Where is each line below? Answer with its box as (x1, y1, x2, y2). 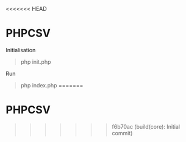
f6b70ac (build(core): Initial (112, 123, 181, 130)
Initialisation (5, 46, 36, 53)
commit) (112, 129, 133, 137)
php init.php (20, 58, 51, 66)
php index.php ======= (20, 81, 84, 89)
